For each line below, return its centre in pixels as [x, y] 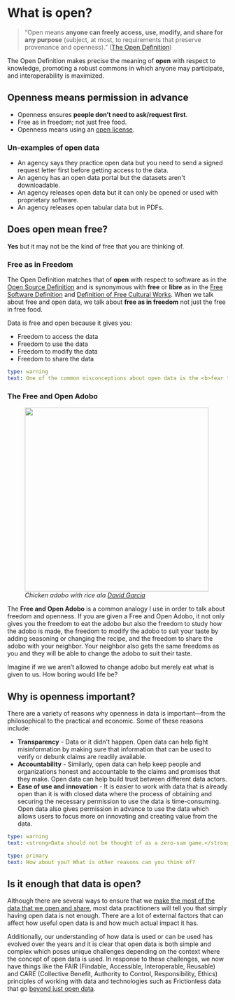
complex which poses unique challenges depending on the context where [114, 952]
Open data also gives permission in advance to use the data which [113, 809]
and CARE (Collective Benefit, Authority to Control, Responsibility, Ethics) [113, 974]
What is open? [50, 13]
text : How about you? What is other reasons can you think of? [101, 862]
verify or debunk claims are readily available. [82, 757]
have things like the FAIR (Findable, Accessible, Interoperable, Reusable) [111, 966]
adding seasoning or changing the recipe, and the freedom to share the [110, 639]
